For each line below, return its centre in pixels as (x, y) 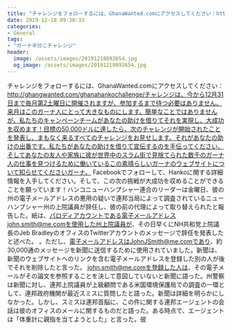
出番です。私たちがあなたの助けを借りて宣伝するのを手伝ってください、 (122, 146)
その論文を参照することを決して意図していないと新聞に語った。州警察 (125, 276)
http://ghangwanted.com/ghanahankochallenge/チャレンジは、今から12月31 (115, 94)
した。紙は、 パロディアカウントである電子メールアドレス (94, 215)
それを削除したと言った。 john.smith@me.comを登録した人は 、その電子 (116, 267)
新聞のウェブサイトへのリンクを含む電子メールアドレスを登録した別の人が (113, 258)
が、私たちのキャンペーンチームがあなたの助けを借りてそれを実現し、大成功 (116, 120)
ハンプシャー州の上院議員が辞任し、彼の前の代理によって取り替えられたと (113, 207)
